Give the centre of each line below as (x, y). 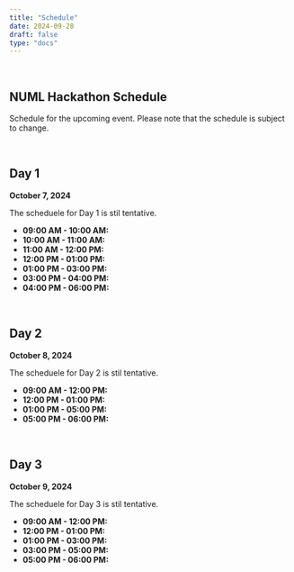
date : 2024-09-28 (42, 26)
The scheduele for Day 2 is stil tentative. (84, 372)
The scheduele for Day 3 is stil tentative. (84, 504)
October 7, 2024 (40, 195)
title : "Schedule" (44, 18)
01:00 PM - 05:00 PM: (65, 409)
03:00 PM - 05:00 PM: (66, 549)
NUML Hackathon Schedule (89, 97)
